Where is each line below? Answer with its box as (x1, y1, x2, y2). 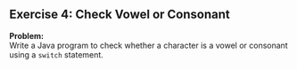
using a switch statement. (9, 49, 104, 60)
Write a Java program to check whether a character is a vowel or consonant (9, 40, 288, 50)
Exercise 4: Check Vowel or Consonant (9, 7, 230, 22)
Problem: (9, 30, 45, 41)
